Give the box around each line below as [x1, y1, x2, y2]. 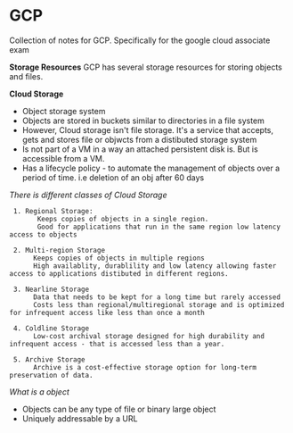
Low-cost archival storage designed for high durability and [32, 331, 265, 340]
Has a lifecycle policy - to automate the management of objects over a [21, 162, 281, 173]
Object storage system [21, 105, 106, 116]
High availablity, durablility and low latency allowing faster [32, 261, 277, 271]
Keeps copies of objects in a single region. [37, 214, 209, 223]
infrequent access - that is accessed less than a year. [9, 339, 225, 348]
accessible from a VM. [21, 153, 105, 163]
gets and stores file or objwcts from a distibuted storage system [21, 134, 257, 145]
